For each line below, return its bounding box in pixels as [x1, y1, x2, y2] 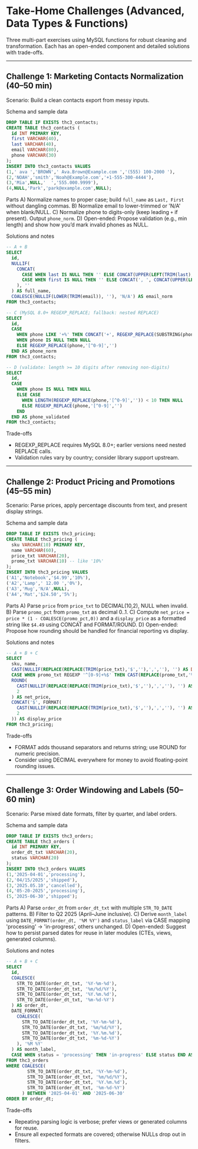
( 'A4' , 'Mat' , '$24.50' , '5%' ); [6, 591, 78, 597]
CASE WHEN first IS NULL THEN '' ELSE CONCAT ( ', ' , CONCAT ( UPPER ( [21, 277, 189, 283]
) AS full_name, [11, 288, 51, 294]
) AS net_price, [11, 694, 51, 700]
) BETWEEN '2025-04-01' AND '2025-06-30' [21, 1090, 126, 1096]
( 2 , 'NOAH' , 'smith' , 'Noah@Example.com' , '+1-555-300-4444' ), [6, 174, 154, 180]
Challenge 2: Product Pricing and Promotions [6, 477, 176, 487]
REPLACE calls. [14, 448, 52, 455]
